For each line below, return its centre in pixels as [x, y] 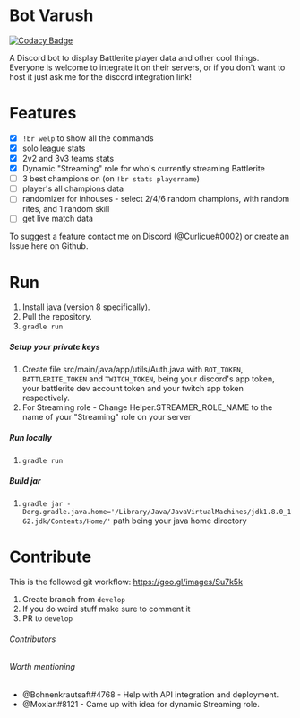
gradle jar [43, 504]
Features [43, 114]
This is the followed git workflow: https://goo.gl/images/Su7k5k [126, 582]
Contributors [33, 639]
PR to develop [47, 618]
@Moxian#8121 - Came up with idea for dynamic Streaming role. [141, 704]
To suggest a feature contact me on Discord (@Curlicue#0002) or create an [149, 236]
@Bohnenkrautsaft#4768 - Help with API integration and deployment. [150, 694]
